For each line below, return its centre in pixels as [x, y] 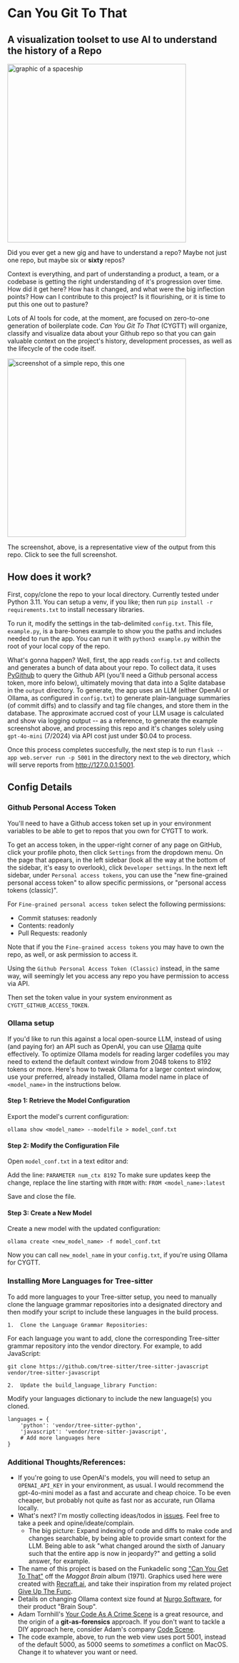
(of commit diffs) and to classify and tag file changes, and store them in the [118, 705]
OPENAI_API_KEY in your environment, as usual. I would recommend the [121, 1485]
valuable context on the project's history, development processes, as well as [120, 341]
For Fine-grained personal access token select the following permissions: [117, 904]
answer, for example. [59, 1561]
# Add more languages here [60, 1438]
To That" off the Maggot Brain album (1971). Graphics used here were [120, 1576]
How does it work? [50, 577]
